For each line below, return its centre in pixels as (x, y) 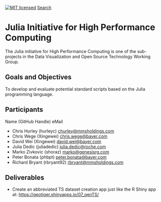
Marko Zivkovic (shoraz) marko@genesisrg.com (60, 151)
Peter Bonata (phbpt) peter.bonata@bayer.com (59, 157)
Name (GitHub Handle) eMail (34, 121)
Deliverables (25, 177)
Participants (24, 110)
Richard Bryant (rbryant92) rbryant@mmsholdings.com (68, 162)
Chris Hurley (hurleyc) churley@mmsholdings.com (63, 131)
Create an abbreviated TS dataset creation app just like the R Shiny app (84, 189)
